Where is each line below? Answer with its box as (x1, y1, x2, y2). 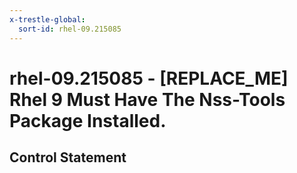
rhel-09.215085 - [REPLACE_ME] (9, 67, 289, 90)
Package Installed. (9, 109, 167, 132)
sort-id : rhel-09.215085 (18, 24, 122, 34)
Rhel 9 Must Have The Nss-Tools (9, 88, 286, 111)
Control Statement (9, 149, 127, 166)
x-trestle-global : (9, 14, 86, 25)
